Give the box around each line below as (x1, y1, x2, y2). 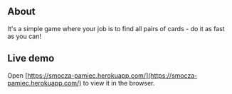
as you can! (7, 32, 41, 40)
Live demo (7, 52, 55, 64)
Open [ (7, 71, 28, 80)
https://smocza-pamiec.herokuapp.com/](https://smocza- (27, 71, 198, 80)
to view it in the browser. (83, 78, 155, 87)
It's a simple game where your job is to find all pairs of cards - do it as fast (7, 24, 226, 33)
